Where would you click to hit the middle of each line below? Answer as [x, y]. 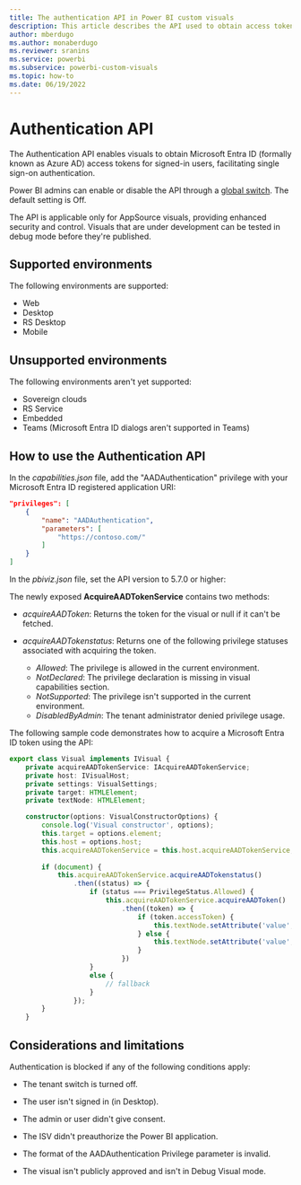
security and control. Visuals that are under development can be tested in [145, 226]
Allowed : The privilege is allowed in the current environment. [147, 668]
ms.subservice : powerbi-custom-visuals [84, 68]
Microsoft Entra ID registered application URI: [93, 487]
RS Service [43, 408]
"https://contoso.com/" [101, 537]
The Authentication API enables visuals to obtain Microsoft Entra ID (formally [150, 154]
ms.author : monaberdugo [54, 43]
